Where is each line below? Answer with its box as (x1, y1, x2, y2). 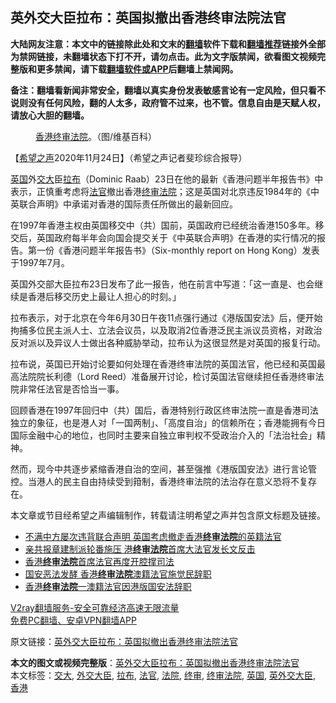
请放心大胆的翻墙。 (10, 109, 90, 121)
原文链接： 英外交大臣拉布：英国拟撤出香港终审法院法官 (10, 635, 238, 647)
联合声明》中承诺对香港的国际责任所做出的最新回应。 (18, 198, 238, 210)
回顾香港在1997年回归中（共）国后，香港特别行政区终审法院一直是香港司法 (10, 404, 319, 416)
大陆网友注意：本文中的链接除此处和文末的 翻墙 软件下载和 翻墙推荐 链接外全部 (10, 38, 326, 50)
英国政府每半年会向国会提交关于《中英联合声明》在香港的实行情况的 (36, 231, 317, 243)
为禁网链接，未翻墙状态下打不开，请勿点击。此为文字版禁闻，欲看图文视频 (10, 50, 317, 62)
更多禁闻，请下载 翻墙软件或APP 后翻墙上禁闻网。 (36, 63, 239, 75)
